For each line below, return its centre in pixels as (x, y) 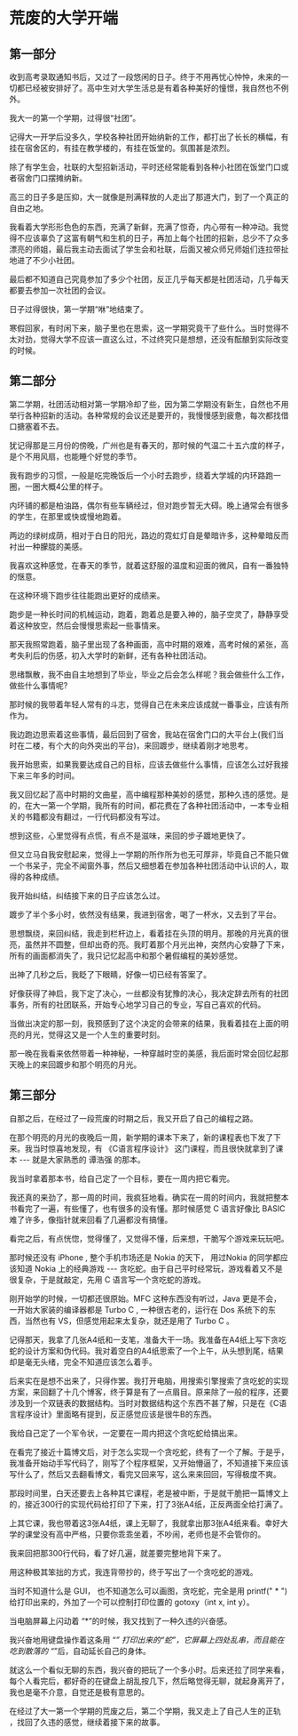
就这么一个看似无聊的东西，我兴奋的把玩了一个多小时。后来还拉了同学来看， (149, 1669)
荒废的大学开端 (64, 18)
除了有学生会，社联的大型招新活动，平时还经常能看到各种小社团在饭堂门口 (145, 167)
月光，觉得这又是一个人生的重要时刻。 (94, 1034)
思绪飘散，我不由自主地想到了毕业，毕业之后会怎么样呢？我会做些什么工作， (149, 674)
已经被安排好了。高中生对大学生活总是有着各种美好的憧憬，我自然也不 (153, 88)
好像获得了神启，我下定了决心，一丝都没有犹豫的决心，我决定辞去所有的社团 (149, 993)
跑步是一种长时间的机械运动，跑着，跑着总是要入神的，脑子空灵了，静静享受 (149, 614)
